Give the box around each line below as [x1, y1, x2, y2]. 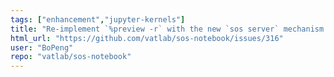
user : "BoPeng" [10, 42, 74, 53]
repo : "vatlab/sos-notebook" [10, 52, 132, 62]
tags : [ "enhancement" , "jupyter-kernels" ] [10, 14, 186, 25]
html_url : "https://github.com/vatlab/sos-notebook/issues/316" [10, 33, 284, 43]
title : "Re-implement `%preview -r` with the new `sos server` [10, 24, 280, 34]
